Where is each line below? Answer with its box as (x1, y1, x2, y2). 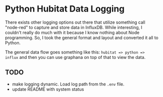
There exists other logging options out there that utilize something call (5, 19, 145, 25)
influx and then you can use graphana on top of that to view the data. (5, 54, 146, 60)
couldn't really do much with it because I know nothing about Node (5, 29, 140, 35)
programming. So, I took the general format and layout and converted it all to (5, 35, 159, 41)
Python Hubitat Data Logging (5, 3, 125, 14)
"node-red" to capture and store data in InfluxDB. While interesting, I (5, 24, 143, 30)
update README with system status (12, 86, 84, 92)
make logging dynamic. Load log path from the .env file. (12, 81, 125, 87)
